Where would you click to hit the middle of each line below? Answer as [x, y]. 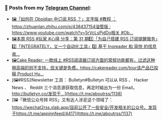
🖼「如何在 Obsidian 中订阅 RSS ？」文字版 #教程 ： [64, 19]
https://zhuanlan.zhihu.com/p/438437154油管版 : [61, 27]
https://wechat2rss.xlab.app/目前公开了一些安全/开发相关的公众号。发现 [84, 107]
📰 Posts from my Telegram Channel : [48, 8]
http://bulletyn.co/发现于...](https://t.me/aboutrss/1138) [67, 94]
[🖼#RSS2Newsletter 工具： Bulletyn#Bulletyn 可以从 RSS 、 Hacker [80, 80]
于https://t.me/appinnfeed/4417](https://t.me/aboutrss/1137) [72, 114]
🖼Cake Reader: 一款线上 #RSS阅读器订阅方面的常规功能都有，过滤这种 [83, 60]
